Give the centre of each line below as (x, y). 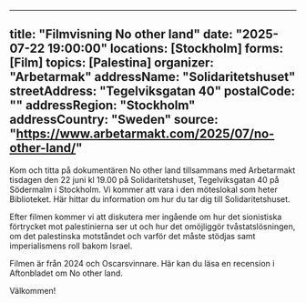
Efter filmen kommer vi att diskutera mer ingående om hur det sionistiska (146, 217)
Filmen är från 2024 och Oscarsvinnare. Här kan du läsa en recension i (142, 263)
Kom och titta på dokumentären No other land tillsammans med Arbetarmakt (153, 170)
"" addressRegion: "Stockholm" (102, 106)
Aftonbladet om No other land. (66, 273)
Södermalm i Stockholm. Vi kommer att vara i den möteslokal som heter (143, 189)
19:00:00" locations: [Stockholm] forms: (165, 49)
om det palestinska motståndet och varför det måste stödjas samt (133, 236)
